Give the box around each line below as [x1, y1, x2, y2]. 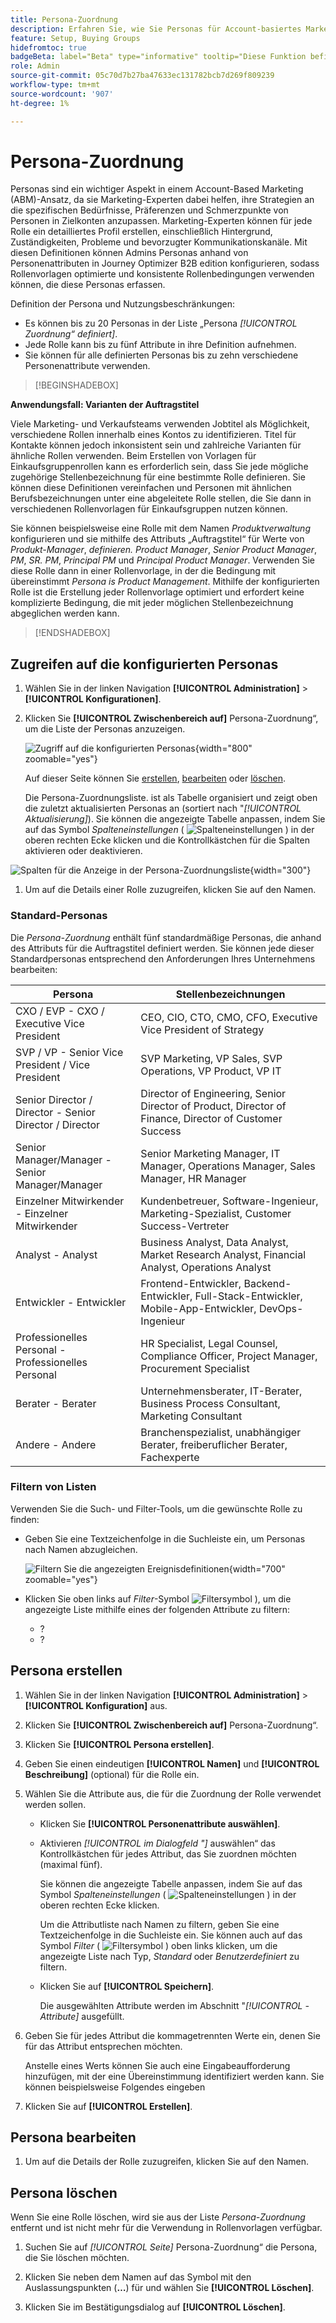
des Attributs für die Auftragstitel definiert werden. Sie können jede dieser [10, 942, 315, 954]
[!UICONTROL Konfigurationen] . [24, 693, 162, 705]
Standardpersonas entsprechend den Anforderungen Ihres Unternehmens [10, 952, 316, 965]
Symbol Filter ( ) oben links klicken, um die [39, 1939, 278, 1951]
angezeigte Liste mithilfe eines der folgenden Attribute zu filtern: [24, 1603, 291, 1615]
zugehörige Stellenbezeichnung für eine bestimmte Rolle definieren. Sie [10, 471, 306, 483]
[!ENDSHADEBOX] [34, 627, 111, 639]
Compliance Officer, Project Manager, [140, 1349, 318, 1363]
